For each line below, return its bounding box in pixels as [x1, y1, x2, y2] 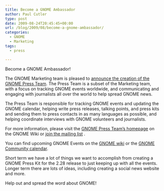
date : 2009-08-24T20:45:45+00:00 [5, 21, 73, 26]
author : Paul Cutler [5, 12, 47, 17]
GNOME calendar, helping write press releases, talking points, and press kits [5, 106, 160, 112]
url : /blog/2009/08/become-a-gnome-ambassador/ [5, 25, 104, 30]
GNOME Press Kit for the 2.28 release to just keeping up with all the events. [5, 160, 158, 166]
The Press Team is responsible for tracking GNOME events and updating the [5, 100, 159, 106]
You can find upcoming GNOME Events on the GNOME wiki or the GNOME [5, 140, 155, 146]
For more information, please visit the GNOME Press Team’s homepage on [5, 125, 155, 131]
